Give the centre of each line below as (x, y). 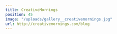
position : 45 (19, 14)
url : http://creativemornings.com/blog (48, 24)
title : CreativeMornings (32, 10)
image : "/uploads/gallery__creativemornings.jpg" (59, 19)
